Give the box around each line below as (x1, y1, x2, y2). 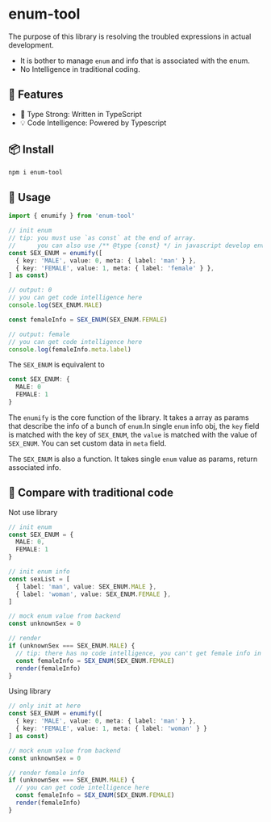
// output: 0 (8, 286, 52, 295)
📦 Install (8, 143, 55, 157)
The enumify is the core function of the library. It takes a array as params (8, 413, 249, 422)
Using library (8, 686, 51, 696)
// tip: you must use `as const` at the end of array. (8, 234, 197, 242)
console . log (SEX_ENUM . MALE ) (8, 301, 103, 309)
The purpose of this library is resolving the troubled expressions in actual (8, 31, 252, 41)
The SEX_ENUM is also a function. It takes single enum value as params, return (8, 454, 258, 463)
